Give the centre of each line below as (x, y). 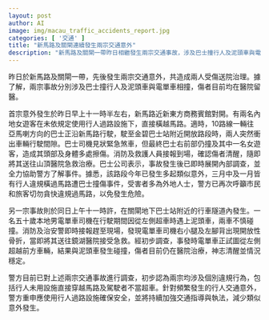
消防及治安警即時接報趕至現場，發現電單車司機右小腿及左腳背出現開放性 (141, 230)
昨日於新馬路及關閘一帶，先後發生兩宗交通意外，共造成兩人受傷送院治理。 (131, 76)
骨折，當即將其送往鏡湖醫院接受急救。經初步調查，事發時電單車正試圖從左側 (134, 240)
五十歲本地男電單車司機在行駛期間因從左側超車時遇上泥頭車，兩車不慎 (130, 220)
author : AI (26, 23)
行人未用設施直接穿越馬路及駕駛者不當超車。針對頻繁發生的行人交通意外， (138, 288)
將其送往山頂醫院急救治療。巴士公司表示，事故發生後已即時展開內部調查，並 (134, 164)
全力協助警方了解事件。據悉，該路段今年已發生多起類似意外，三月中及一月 (131, 174)
